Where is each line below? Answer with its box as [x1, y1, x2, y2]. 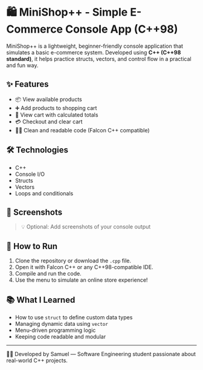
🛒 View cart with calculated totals [14, 111, 98, 118]
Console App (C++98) [65, 22, 178, 36]
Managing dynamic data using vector [14, 320, 109, 327]
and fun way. [6, 62, 39, 69]
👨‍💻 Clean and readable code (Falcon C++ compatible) [14, 126, 150, 134]
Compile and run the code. [14, 270, 82, 277]
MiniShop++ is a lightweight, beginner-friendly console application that [6, 42, 183, 50]
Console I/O [14, 170, 45, 178]
